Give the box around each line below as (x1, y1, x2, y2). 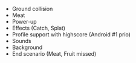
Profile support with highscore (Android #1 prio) (11, 31, 131, 38)
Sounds (11, 38, 31, 44)
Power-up (11, 18, 37, 25)
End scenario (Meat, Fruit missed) (11, 50, 97, 57)
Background (11, 44, 43, 51)
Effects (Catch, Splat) (11, 24, 65, 31)
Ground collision (11, 5, 53, 12)
